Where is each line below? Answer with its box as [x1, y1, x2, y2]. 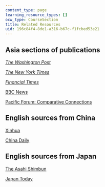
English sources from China [5, 114, 96, 122]
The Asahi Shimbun [5, 165, 47, 172]
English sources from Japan [5, 152, 97, 161]
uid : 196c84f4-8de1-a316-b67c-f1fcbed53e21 [5, 27, 100, 32]
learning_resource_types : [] [5, 12, 68, 17]
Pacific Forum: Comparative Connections [5, 98, 92, 105]
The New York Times [5, 69, 50, 75]
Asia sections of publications [5, 46, 100, 54]
